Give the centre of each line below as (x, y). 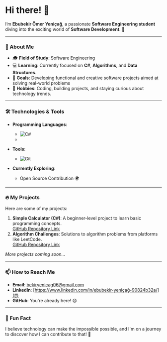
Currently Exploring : (34, 168)
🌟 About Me (20, 47)
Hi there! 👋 (27, 10)
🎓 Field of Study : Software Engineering (54, 58)
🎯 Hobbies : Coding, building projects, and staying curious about (78, 89)
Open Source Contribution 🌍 (49, 178)
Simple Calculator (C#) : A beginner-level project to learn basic (77, 218)
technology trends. (32, 94)
